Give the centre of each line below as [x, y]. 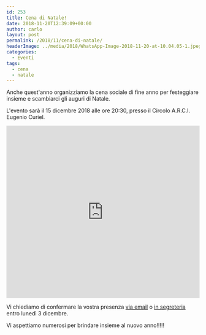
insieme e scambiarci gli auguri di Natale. [58, 99]
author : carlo [25, 29]
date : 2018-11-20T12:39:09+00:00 [49, 23]
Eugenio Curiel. [26, 117]
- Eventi [23, 58]
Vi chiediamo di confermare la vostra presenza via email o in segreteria [96, 307]
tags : [13, 63]
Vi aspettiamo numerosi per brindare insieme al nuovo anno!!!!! [85, 325]
